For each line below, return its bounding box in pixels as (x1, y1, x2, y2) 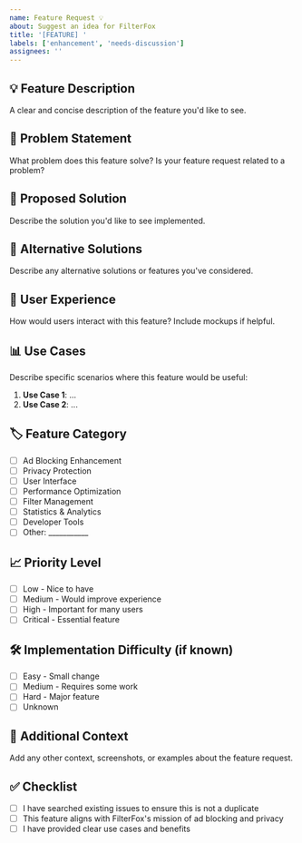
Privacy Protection (22, 465, 93, 476)
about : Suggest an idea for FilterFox (9, 22, 156, 31)
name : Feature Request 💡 (9, 13, 104, 23)
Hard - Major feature (22, 691, 100, 702)
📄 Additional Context (9, 728, 129, 744)
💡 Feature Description (9, 81, 136, 96)
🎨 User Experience (9, 291, 116, 307)
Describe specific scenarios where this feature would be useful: (9, 372, 248, 382)
